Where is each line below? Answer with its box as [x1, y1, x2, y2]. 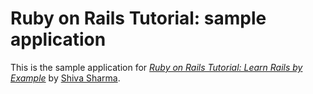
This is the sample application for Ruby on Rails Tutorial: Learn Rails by [10, 61, 303, 73]
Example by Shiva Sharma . [10, 72, 121, 84]
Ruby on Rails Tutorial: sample [10, 7, 267, 30]
